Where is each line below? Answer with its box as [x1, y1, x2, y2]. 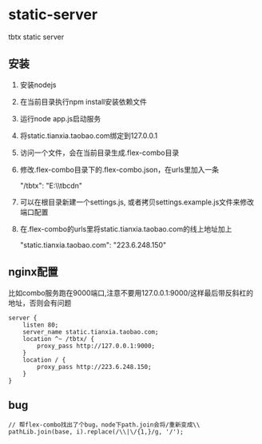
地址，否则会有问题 [8, 298, 72, 307]
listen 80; [22, 321, 59, 329]
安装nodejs [19, 80, 57, 89]
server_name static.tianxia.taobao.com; [22, 327, 159, 336]
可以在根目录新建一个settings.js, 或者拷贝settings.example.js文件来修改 [19, 197, 254, 207]
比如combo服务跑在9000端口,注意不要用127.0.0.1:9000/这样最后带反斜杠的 [8, 287, 254, 297]
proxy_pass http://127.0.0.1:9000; [37, 342, 156, 350]
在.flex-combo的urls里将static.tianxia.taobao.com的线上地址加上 [19, 224, 232, 233]
